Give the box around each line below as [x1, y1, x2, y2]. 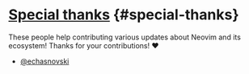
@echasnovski [19, 56, 70, 66]
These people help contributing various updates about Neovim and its [8, 32, 241, 42]
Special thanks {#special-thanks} [8, 6, 240, 24]
